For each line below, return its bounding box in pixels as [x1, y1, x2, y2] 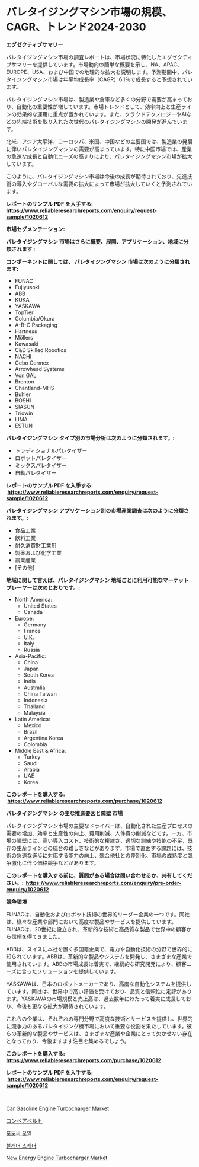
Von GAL [14, 372, 37, 379]
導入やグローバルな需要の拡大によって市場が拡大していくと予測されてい [16, 180, 192, 187]
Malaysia [23, 709, 46, 716]
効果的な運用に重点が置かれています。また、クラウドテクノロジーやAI [16, 110, 187, 117]
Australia [23, 684, 46, 691]
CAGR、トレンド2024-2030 [6, 20, 146, 34]
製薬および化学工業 [14, 549, 62, 556]
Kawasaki [14, 340, 38, 347]
